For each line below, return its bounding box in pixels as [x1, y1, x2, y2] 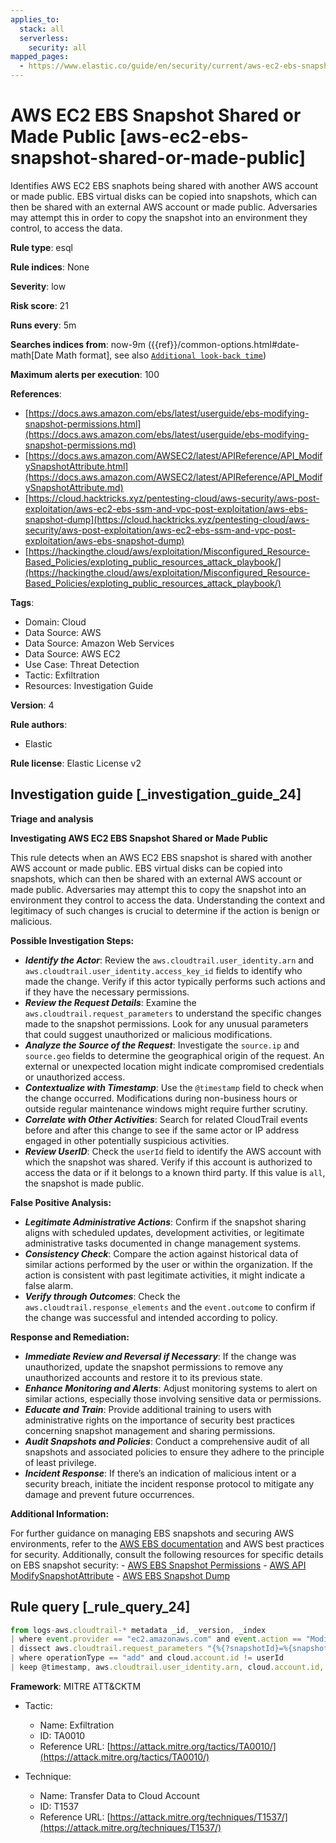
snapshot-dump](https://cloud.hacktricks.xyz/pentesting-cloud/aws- [24, 513, 310, 525]
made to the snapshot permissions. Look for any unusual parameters [24, 1017, 309, 1030]
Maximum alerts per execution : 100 [10, 368, 160, 380]
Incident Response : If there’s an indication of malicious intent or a [24, 1467, 297, 1479]
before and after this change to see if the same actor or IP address [24, 1124, 300, 1136]
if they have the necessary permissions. [24, 986, 190, 998]
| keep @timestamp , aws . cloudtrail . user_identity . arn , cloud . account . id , [10, 1662, 325, 1673]
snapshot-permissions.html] [24, 417, 142, 430]
